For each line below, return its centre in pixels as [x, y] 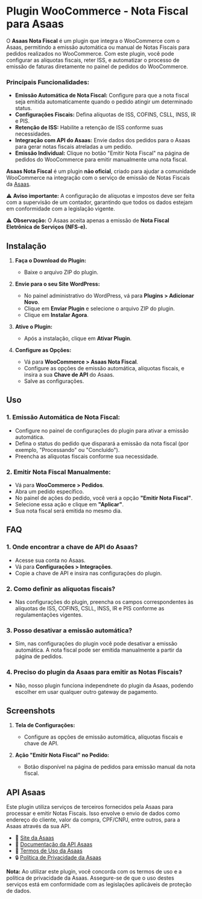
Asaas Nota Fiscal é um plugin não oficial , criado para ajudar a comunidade [101, 171]
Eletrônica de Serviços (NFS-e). [47, 227]
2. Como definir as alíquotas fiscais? [61, 589]
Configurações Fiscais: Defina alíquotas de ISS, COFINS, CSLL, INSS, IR [105, 115]
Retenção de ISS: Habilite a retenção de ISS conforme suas [89, 128]
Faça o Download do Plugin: [50, 261]
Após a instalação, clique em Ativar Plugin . [78, 338]
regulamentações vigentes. [49, 615]
